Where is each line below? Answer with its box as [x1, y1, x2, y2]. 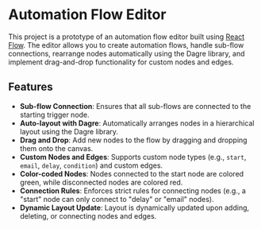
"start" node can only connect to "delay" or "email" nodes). [19, 194, 214, 204]
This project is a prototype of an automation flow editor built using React [8, 32, 245, 41]
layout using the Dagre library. [19, 126, 119, 136]
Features [8, 80, 53, 94]
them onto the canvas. [19, 143, 94, 153]
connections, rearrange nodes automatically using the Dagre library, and [8, 49, 245, 58]
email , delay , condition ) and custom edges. [19, 161, 163, 170]
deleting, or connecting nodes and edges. [19, 211, 157, 220]
